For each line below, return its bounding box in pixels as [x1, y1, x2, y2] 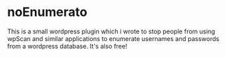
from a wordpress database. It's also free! [7, 42, 128, 50]
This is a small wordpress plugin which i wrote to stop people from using [7, 27, 216, 35]
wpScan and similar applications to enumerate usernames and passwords [7, 34, 220, 42]
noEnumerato [7, 4, 88, 20]
